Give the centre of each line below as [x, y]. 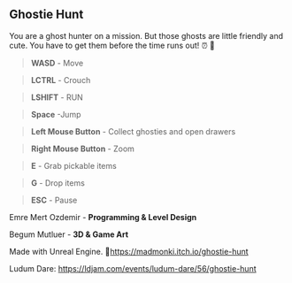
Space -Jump [56, 114]
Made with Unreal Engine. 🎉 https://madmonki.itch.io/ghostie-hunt [129, 251]
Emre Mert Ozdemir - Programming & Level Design [103, 217]
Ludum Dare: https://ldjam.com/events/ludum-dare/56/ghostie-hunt [133, 268]
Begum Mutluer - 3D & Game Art [69, 234]
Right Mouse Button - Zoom [83, 149]
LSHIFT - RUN [57, 97]
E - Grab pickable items [73, 165]
